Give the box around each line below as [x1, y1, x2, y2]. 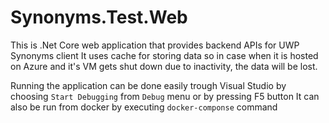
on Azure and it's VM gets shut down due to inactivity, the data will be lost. [10, 60, 318, 72]
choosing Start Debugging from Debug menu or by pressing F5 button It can [10, 90, 320, 102]
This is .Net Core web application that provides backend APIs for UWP [10, 39, 300, 51]
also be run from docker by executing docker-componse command [10, 101, 278, 113]
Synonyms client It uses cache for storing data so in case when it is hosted [10, 49, 319, 61]
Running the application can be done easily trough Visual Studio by [10, 79, 287, 91]
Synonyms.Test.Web [10, 6, 188, 29]
